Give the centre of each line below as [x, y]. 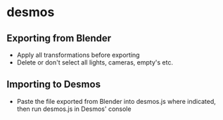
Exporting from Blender [59, 38]
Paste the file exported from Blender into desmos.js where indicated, [116, 101]
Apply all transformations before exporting [78, 55]
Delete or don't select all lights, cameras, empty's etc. [95, 62]
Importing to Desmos [54, 85]
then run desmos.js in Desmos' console [74, 109]
